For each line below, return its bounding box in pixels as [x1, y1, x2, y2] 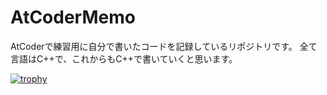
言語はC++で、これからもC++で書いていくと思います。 [10, 52, 238, 65]
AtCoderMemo [10, 6, 136, 29]
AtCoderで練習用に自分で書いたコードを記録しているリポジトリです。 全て [10, 40, 318, 52]
